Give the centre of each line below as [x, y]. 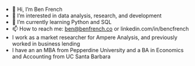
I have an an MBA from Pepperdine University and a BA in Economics [98, 50]
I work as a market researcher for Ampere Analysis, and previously [94, 37]
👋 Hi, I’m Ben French [37, 9]
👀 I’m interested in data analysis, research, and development [87, 16]
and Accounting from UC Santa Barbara [61, 56]
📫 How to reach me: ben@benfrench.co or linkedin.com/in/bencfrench [100, 29]
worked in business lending [46, 44]
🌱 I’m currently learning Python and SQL [62, 22]
